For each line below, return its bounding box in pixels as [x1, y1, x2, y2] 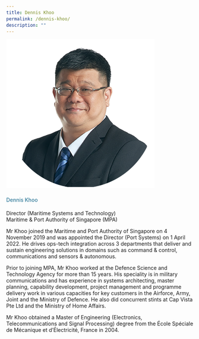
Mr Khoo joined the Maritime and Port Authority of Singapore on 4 [6, 227, 168, 234]
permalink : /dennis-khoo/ [6, 15, 70, 22]
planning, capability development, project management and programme [6, 283, 182, 290]
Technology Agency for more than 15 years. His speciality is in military [6, 271, 178, 278]
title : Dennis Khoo [6, 10, 55, 15]
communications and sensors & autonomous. [6, 253, 117, 260]
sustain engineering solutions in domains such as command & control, [6, 246, 178, 253]
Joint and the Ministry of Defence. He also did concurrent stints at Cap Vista [6, 296, 193, 303]
